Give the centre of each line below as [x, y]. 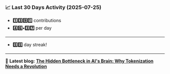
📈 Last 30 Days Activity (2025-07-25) [53, 7]
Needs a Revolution [26, 66]
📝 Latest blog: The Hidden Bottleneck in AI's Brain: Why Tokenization [79, 61]
